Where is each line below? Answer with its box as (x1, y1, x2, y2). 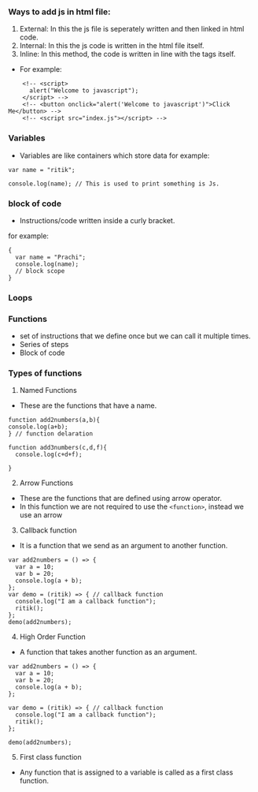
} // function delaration (8, 430, 93, 438)
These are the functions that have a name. (19, 401, 157, 410)
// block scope (15, 267, 65, 275)
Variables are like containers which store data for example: (19, 151, 210, 160)
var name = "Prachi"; (15, 253, 87, 261)
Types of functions (8, 368, 83, 379)
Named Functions (19, 386, 77, 395)
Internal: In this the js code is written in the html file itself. (19, 41, 205, 50)
